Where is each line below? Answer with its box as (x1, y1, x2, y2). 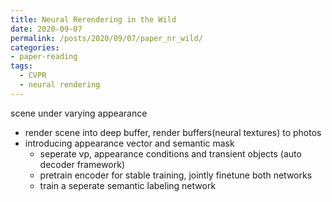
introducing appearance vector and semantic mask (24, 137, 235, 149)
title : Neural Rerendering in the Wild (10, 14, 177, 25)
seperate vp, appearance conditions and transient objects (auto (39, 147, 302, 160)
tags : (10, 61, 33, 71)
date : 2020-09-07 (10, 24, 83, 34)
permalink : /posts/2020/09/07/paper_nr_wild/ (10, 33, 203, 43)
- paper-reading (10, 52, 78, 62)
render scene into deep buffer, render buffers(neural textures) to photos (24, 126, 322, 138)
